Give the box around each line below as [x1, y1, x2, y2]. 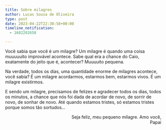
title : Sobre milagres [5, 7, 52, 12]
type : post [5, 16, 28, 21]
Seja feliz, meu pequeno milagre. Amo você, [71, 114, 162, 120]
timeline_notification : [5, 26, 55, 31]
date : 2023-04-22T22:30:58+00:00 [5, 21, 74, 26]
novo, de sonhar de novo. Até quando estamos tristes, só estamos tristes [5, 99, 155, 105]
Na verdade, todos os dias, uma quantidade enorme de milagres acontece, [5, 68, 158, 74]
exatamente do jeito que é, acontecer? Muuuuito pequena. [5, 59, 125, 65]
